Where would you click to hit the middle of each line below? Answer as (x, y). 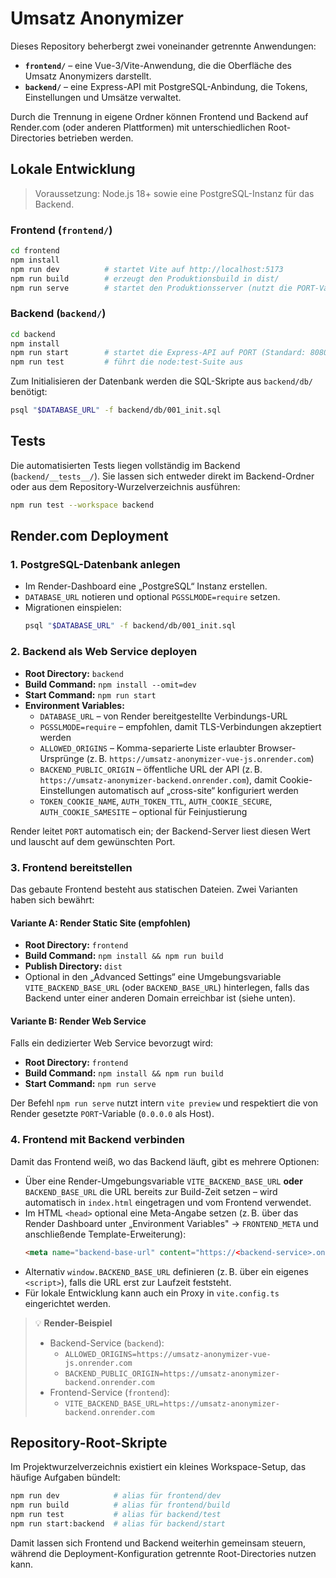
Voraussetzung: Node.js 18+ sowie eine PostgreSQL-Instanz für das (174, 193)
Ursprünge (62, 758)
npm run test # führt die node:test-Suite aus (127, 362)
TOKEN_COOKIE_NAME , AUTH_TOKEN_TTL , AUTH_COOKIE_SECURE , (156, 801)
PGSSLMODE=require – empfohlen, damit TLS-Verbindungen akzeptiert (180, 726)
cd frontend (35, 251)
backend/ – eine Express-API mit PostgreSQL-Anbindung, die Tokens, (166, 86)
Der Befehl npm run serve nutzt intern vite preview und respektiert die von (164, 1103)
